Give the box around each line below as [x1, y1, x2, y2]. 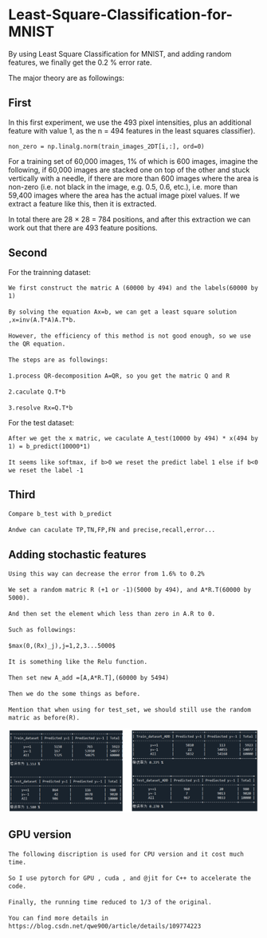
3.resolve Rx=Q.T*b [8, 404, 73, 412]
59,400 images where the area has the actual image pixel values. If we [8, 190, 241, 200]
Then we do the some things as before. [8, 690, 141, 698]
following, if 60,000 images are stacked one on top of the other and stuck [8, 165, 250, 174]
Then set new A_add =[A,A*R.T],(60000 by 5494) [8, 674, 170, 682]
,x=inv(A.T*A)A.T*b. [8, 316, 77, 324]
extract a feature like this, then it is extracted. [8, 198, 157, 209]
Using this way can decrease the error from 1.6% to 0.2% [8, 570, 205, 578]
